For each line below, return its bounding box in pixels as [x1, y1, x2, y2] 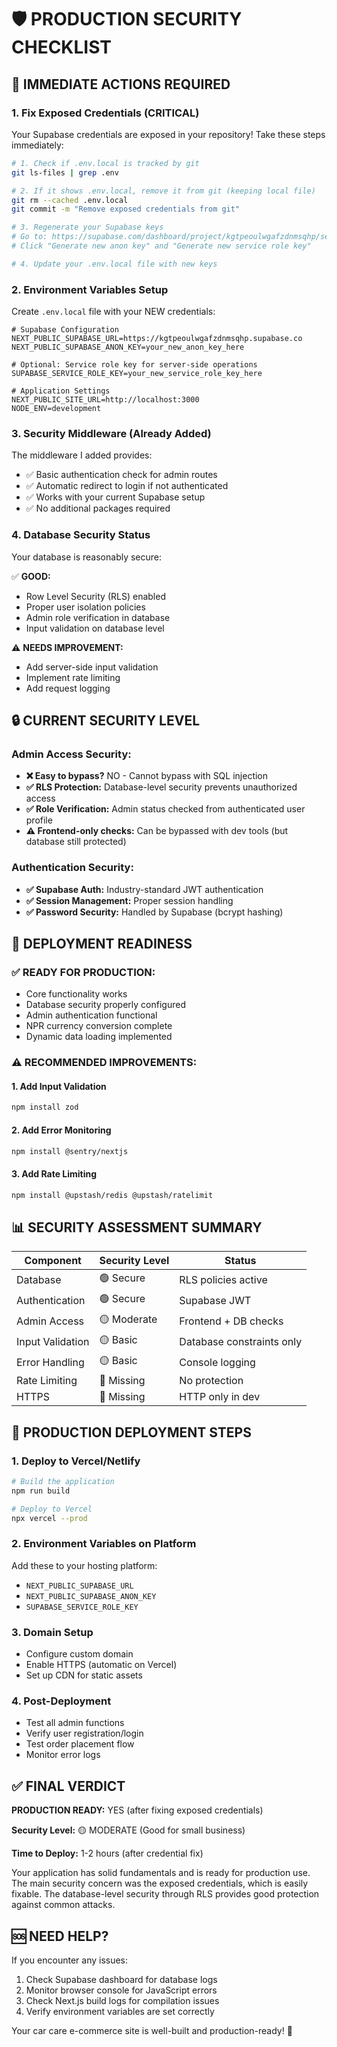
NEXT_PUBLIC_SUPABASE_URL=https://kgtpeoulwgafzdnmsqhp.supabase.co [11, 334, 303, 344]
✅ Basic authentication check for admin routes [25, 469, 218, 481]
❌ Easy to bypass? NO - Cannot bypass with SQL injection [25, 770, 269, 782]
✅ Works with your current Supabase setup [25, 491, 206, 503]
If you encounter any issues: [11, 1954, 129, 1966]
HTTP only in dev [179, 1390, 261, 1404]
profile [25, 814, 53, 826]
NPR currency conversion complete [25, 1020, 173, 1032]
